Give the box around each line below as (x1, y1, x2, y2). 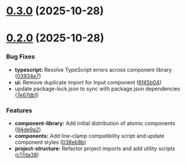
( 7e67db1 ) (14, 91, 39, 99)
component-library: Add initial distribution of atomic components (14, 119, 176, 127)
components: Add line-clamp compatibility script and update (14, 132, 165, 139)
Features (6, 106, 33, 114)
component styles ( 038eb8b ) (14, 138, 86, 146)
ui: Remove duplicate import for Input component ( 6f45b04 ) (14, 78, 162, 86)
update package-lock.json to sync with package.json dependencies (14, 85, 181, 92)
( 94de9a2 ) (14, 126, 41, 133)
